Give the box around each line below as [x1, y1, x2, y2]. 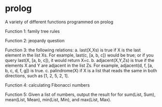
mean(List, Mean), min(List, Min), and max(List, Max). [5, 96, 111, 102]
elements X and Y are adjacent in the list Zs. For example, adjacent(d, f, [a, [5, 62, 153, 68]
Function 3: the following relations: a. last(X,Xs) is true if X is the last [5, 47, 141, 53]
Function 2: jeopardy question [5, 37, 65, 44]
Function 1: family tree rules [5, 28, 60, 34]
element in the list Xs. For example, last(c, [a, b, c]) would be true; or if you [5, 52, 154, 58]
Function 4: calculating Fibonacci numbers [5, 82, 90, 88]
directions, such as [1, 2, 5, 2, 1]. [5, 73, 69, 78]
